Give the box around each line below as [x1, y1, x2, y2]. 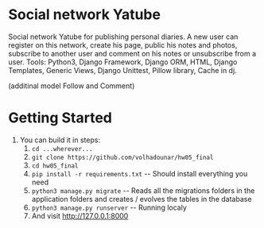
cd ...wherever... [31, 145, 93, 153]
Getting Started [8, 109, 113, 127]
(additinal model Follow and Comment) [8, 81, 135, 91]
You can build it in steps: [19, 135, 101, 145]
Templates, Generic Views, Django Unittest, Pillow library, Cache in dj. [8, 65, 237, 75]
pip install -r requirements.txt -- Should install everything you [31, 168, 248, 178]
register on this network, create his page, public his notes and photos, [8, 40, 238, 49]
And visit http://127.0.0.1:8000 [31, 211, 129, 220]
